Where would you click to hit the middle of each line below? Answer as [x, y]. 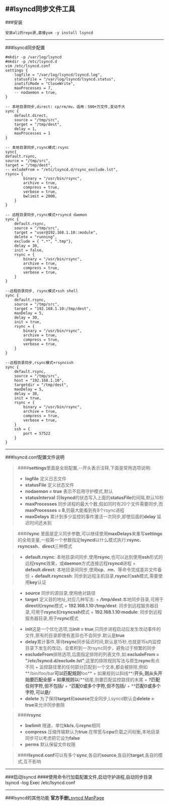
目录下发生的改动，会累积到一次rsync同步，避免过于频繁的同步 [90, 648]
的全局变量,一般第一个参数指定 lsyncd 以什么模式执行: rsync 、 [81, 540]
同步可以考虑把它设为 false [52, 738]
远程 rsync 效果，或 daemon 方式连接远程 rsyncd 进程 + [80, 563]
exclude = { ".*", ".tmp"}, [44, 241]
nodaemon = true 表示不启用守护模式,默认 [69, 491]
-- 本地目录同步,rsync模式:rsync [37, 147]
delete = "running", [36, 237]
